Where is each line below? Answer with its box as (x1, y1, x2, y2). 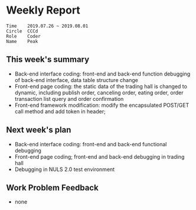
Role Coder (6, 33, 41, 39)
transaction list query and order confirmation (14, 95, 124, 102)
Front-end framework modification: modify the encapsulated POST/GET (14, 101, 190, 109)
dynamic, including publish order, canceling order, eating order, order (14, 89, 184, 96)
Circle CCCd (6, 28, 38, 34)
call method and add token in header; (14, 107, 106, 115)
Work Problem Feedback (6, 182, 99, 192)
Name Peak (6, 38, 38, 44)
